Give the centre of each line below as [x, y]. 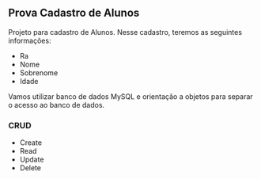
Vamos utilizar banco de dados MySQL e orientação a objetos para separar [130, 96]
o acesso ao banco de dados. [57, 105]
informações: [30, 40]
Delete [30, 168]
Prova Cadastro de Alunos [74, 13]
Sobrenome [39, 72]
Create [30, 143]
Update [32, 160]
